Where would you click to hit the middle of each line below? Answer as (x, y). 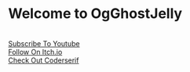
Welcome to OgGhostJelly (95, 14)
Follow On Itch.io (35, 52)
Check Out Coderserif (44, 60)
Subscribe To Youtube (44, 43)
